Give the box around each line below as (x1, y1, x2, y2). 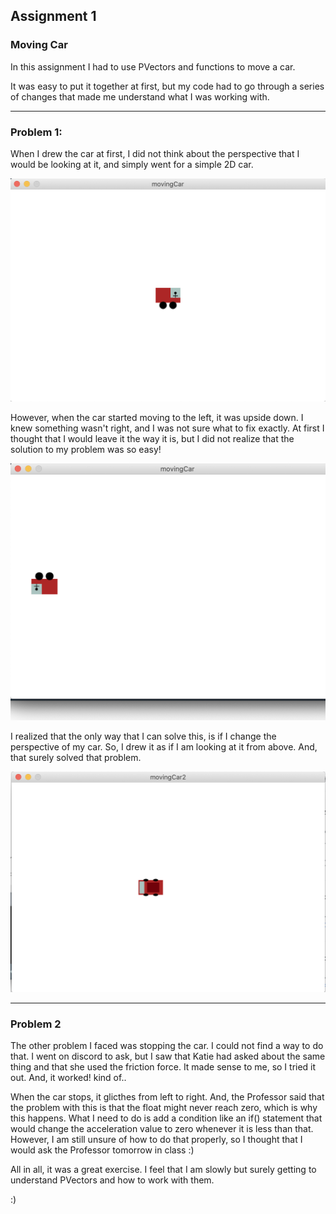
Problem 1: (10, 125, 63, 139)
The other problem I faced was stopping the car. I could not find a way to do (10, 1040, 324, 1052)
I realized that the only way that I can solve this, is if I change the (10, 730, 277, 742)
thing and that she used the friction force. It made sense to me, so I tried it (10, 1061, 317, 1073)
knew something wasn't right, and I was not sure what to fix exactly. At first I (10, 422, 325, 434)
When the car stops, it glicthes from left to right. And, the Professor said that (10, 1091, 325, 1103)
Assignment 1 (10, 8, 97, 25)
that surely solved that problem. (10, 751, 142, 763)
